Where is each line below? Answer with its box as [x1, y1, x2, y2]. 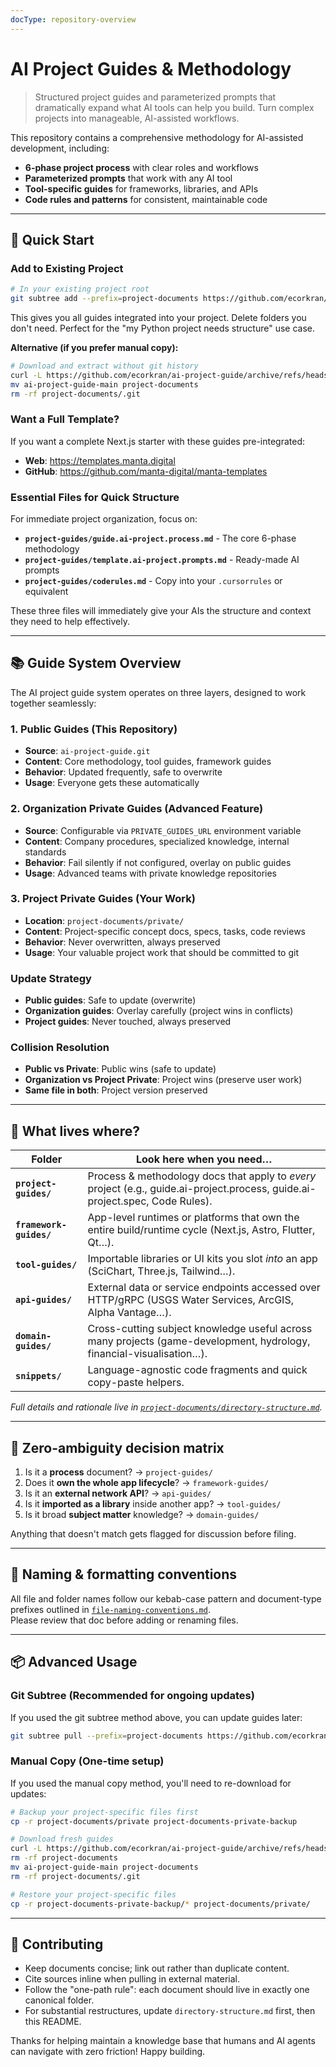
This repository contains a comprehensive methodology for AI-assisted [10, 131, 304, 143]
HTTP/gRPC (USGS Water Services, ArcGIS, [87, 1293, 294, 1307]
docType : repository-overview [10, 14, 137, 25]
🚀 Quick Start [10, 231, 95, 248]
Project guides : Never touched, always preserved [24, 1016, 232, 1028]
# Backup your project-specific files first [10, 1807, 199, 1817]
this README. [24, 2016, 82, 2028]
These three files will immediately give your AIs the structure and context [10, 605, 312, 617]
